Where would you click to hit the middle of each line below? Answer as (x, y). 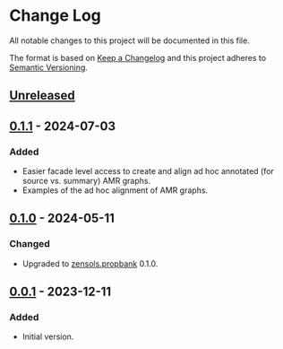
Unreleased (43, 96)
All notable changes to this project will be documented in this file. (130, 40)
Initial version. (48, 336)
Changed (30, 244)
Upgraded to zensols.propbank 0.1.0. (90, 263)
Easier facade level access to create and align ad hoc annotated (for (148, 171)
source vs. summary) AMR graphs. (86, 181)
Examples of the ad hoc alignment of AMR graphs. (115, 190)
